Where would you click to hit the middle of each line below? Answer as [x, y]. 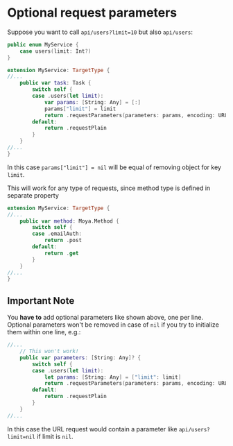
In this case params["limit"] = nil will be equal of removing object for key [114, 167]
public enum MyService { [43, 44]
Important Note [41, 301]
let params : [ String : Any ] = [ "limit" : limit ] [113, 377]
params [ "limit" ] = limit [80, 109]
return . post [63, 241]
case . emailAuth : [57, 234]
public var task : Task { [55, 83]
